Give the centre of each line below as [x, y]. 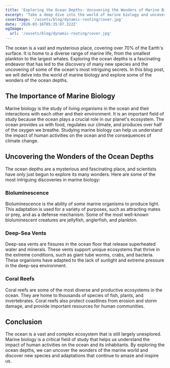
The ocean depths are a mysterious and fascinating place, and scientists [81, 169]
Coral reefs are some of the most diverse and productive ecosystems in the [84, 290]
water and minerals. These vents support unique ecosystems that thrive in [83, 249]
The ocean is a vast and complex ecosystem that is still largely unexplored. [83, 334]
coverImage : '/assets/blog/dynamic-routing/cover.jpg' [64, 19]
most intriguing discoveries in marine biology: [53, 179]
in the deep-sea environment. [36, 266]
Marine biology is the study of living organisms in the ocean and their [77, 108]
